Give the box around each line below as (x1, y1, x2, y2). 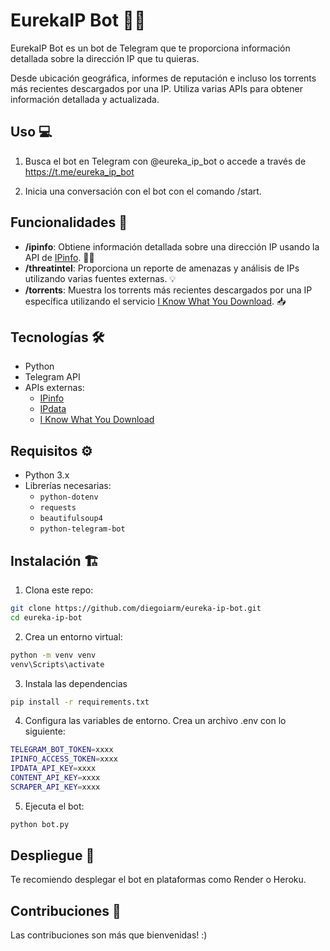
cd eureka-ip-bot (10, 612, 83, 623)
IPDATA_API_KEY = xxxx (10, 764, 97, 774)
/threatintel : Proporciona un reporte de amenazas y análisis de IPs (24, 262, 300, 274)
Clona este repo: (24, 584, 94, 596)
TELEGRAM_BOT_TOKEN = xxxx (10, 745, 114, 755)
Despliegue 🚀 (10, 847, 95, 864)
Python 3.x (24, 469, 70, 481)
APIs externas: (24, 382, 85, 394)
